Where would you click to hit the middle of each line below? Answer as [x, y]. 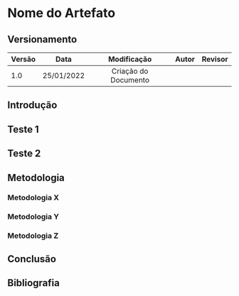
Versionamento [42, 39]
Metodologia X [33, 198]
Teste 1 [23, 129]
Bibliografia [34, 283]
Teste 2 [24, 154]
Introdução [32, 105]
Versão [23, 59]
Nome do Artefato [62, 13]
